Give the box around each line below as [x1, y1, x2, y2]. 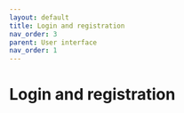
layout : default [9, 12, 69, 22]
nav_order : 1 [9, 46, 58, 55]
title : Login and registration [9, 21, 125, 30]
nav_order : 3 [9, 29, 58, 38]
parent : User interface [9, 37, 98, 47]
